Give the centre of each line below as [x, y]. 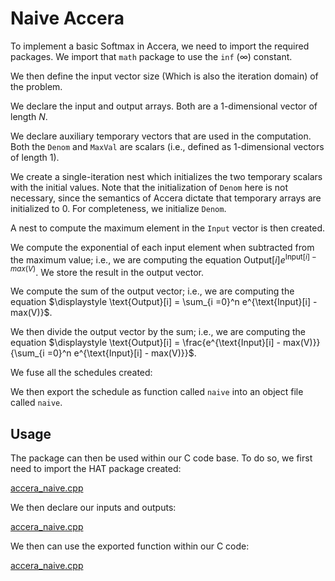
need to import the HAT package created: [96, 469]
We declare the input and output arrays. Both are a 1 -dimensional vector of [164, 106]
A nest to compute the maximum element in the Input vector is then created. [167, 228]
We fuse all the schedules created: [81, 373]
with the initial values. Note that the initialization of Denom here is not [149, 187]
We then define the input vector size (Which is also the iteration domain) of [164, 76]
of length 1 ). [35, 157]
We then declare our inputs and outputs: [93, 508]
